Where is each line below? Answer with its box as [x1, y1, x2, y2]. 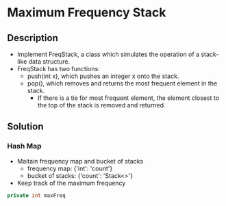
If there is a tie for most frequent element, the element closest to [37, 94, 220, 102]
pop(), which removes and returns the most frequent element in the [27, 79, 218, 87]
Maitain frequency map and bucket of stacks [16, 157, 144, 165]
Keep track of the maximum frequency [16, 179, 126, 187]
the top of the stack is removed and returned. [37, 101, 166, 109]
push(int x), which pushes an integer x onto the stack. [27, 72, 179, 80]
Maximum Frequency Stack [7, 5, 166, 21]
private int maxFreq [7, 192, 66, 199]
